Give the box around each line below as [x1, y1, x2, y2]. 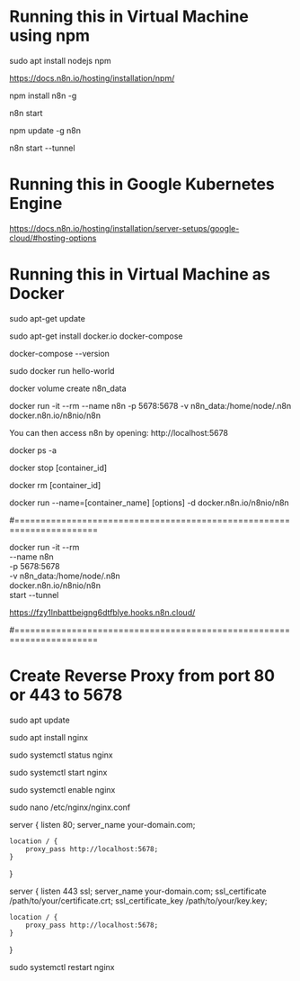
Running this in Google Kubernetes [9, 174, 276, 195]
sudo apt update [9, 714, 70, 725]
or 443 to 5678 [9, 685, 123, 704]
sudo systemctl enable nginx [9, 784, 116, 795]
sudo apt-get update [9, 313, 85, 323]
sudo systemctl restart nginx [9, 961, 115, 972]
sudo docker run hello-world [9, 365, 115, 376]
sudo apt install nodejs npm [9, 55, 112, 66]
